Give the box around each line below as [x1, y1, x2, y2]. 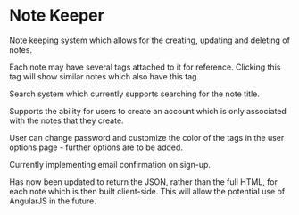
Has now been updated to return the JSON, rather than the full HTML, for [9, 176, 278, 187]
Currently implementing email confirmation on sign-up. [9, 159, 212, 170]
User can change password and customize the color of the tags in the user [9, 132, 285, 143]
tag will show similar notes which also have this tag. [9, 70, 199, 81]
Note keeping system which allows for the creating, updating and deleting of [9, 35, 290, 45]
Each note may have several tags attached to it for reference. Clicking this [9, 62, 281, 72]
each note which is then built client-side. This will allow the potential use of [9, 186, 286, 196]
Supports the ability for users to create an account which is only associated [9, 105, 287, 116]
